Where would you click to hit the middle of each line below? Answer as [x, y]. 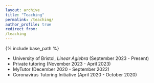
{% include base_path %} [32, 48]
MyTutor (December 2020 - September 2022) [61, 69]
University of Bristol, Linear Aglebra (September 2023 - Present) [81, 58]
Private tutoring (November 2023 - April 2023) [62, 64]
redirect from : [21, 29]
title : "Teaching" [25, 15]
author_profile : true [28, 24]
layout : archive [23, 10]
